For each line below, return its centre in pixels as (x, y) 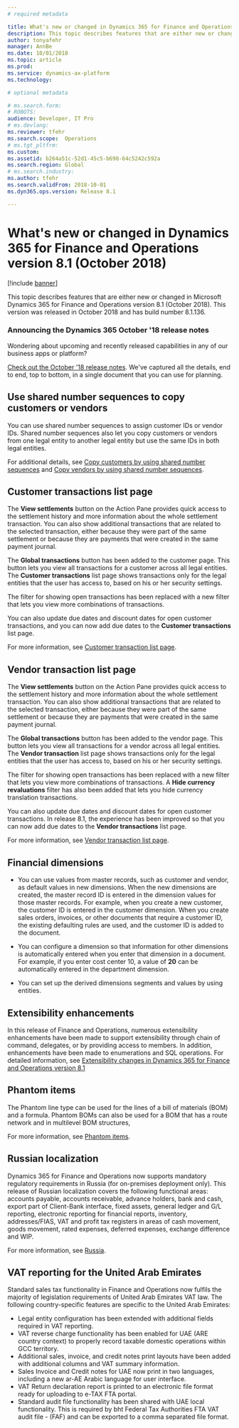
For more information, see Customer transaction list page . (92, 647)
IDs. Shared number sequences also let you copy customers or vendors (112, 433)
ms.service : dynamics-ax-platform (59, 73)
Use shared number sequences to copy (96, 397)
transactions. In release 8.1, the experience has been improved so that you (116, 819)
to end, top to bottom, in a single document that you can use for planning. (115, 374)
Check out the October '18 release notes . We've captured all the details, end (119, 367)
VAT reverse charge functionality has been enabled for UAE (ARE (113, 1334)
